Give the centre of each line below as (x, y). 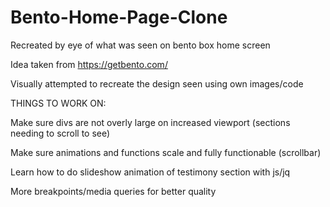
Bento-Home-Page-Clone (119, 17)
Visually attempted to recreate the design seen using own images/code (157, 83)
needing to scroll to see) (60, 133)
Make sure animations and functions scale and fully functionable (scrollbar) (166, 152)
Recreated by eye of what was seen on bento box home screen (140, 45)
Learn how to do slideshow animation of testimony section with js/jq (150, 172)
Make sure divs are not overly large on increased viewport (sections (150, 122)
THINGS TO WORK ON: (58, 103)
